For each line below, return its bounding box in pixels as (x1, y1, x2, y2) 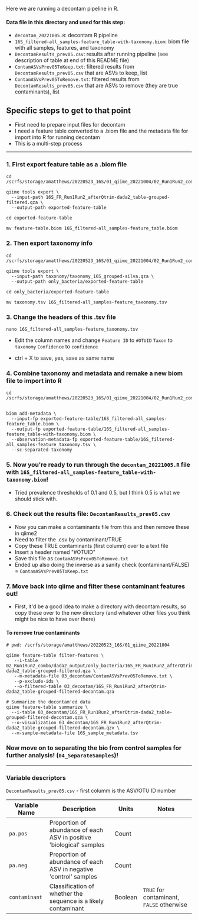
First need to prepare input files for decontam (14, 121, 126, 128)
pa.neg (9, 862, 28, 869)
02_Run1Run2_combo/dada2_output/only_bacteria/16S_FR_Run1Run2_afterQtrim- (6, 663, 196, 669)
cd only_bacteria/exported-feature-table (6, 289, 110, 295)
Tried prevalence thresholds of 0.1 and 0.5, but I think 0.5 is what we (14, 489, 180, 496)
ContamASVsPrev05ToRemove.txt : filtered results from (14, 76, 140, 83)
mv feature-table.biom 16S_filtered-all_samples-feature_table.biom (6, 225, 178, 231)
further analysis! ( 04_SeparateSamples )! (6, 751, 119, 760)
